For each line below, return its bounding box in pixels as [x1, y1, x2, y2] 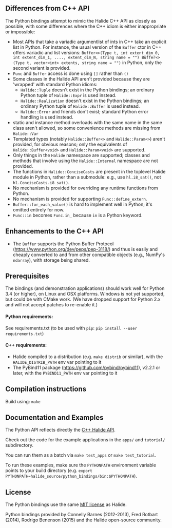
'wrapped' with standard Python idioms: [12, 81, 98, 87]
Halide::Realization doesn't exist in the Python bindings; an [20, 97, 149, 104]
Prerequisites [5, 272, 49, 281]
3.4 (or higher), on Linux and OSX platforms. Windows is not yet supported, [5, 291, 165, 297]
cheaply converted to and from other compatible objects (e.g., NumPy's [12, 251, 165, 258]
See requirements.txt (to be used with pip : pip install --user [5, 325, 138, 331]
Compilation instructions [5, 385, 86, 394]
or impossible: [5, 28, 35, 35]
